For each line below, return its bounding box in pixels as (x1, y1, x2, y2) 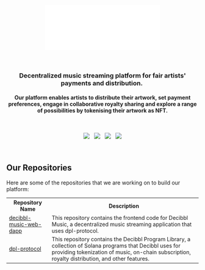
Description (109, 202, 139, 210)
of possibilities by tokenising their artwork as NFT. (37, 107, 168, 114)
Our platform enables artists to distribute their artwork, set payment (14, 94, 191, 101)
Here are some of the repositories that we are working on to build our (6, 179, 181, 186)
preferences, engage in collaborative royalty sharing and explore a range (8, 100, 197, 108)
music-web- (9, 221, 42, 228)
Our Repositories (6, 162, 72, 173)
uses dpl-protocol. (51, 227, 99, 234)
